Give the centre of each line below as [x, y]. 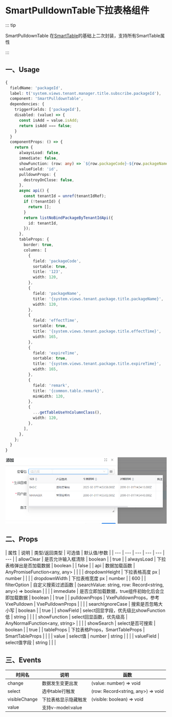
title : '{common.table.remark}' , [68, 391]
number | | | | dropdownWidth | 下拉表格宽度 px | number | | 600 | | [76, 578]
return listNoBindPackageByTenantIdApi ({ [69, 218]
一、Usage [23, 70]
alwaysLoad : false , [39, 153]
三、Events [23, 660]
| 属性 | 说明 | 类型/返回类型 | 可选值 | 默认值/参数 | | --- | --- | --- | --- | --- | [85, 552]
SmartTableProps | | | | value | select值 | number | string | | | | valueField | [82, 636]
